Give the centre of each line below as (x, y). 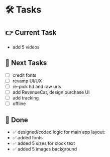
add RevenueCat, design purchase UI (51, 92)
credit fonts (24, 75)
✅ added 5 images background (45, 149)
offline (19, 103)
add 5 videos (26, 47)
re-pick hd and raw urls (37, 86)
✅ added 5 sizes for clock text (44, 143)
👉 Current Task (31, 33)
